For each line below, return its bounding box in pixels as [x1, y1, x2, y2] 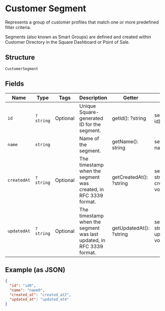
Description [79, 94, 108, 101]
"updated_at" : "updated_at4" [9, 297, 69, 302]
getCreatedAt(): [112, 174, 148, 181]
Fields [5, 79, 25, 88]
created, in [79, 186, 104, 193]
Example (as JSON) [5, 265, 65, 274]
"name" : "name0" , [9, 288, 45, 293]
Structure [5, 53, 35, 62]
